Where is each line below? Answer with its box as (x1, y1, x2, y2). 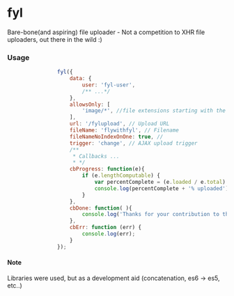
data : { (69, 75, 92, 82)
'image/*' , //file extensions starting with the (81, 107, 226, 114)
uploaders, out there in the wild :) (7, 35, 102, 43)
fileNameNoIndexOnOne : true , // (69, 133, 164, 140)
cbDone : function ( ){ (69, 204, 132, 212)
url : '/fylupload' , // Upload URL (69, 120, 170, 127)
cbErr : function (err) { (69, 224, 141, 231)
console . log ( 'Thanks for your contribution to (81, 211, 219, 218)
